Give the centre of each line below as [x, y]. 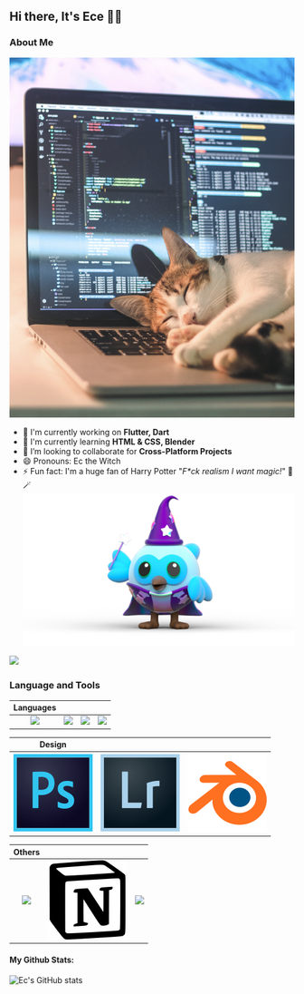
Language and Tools [55, 686]
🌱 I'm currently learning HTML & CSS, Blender [109, 442]
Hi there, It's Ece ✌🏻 [66, 17]
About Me [32, 43]
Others [27, 852]
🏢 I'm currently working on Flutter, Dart [96, 433]
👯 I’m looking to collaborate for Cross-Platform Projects [127, 452]
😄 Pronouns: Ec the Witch [71, 461]
